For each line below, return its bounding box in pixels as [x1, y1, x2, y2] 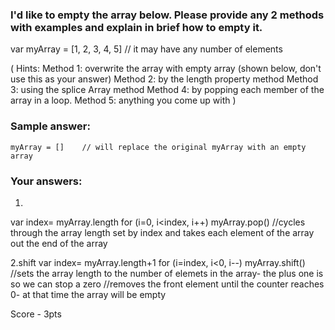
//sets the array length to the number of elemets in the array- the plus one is [10, 267, 324, 279]
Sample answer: [10, 119, 91, 133]
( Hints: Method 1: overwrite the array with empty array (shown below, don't [10, 63, 322, 75]
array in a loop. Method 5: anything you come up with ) [10, 94, 237, 107]
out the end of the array [10, 237, 108, 249]
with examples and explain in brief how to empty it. [10, 20, 263, 34]
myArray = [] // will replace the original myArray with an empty [10, 142, 307, 152]
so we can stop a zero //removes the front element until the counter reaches [10, 278, 325, 290]
